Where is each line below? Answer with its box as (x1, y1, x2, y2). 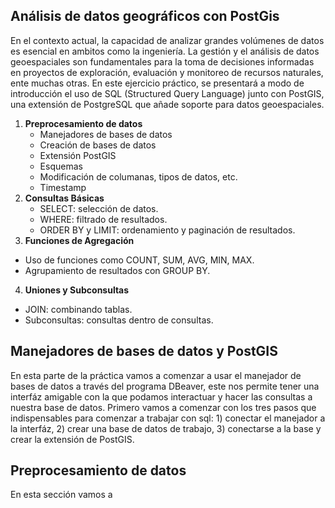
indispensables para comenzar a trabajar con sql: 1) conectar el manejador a (10, 412, 326, 424)
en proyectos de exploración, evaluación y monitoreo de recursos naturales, (10, 66, 324, 78)
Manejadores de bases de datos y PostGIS (10, 343, 279, 360)
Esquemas (39, 160, 83, 172)
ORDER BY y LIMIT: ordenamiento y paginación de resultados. (39, 224, 296, 236)
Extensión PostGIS (39, 149, 117, 161)
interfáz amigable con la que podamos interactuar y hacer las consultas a (10, 390, 313, 403)
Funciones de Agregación (24, 234, 135, 246)
